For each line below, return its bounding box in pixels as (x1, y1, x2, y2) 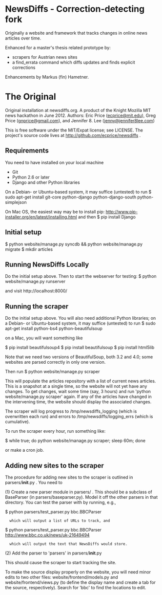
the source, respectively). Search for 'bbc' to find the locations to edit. (5, 584, 146, 590)
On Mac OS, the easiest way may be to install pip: (5, 209, 105, 215)
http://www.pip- (105, 209, 138, 215)
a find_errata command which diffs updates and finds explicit (12, 59, 135, 65)
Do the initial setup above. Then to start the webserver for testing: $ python (5, 273, 157, 279)
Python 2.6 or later (12, 174, 50, 180)
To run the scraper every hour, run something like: (5, 428, 106, 434)
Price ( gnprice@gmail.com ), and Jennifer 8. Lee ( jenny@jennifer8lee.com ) (5, 117, 155, 123)
